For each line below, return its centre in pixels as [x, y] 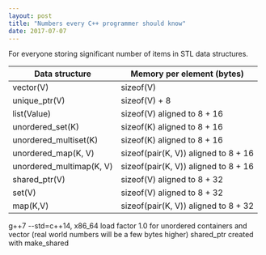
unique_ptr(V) [39, 100]
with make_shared [38, 243]
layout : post [30, 16]
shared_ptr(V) [39, 180]
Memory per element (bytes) [187, 74]
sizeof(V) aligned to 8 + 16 [172, 114]
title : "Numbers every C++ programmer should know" [97, 23]
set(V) [24, 193]
